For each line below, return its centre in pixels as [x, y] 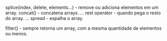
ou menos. [17, 34]
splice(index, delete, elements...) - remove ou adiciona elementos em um [82, 7]
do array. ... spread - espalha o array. [44, 18]
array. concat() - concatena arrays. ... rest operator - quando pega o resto [83, 13]
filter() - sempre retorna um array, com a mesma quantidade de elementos [83, 28]
